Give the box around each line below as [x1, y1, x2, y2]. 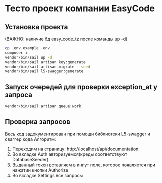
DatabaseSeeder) [12, 156, 49, 162]
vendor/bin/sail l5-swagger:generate [5, 69, 84, 74]
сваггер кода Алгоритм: [5, 136, 56, 142]
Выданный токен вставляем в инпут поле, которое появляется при [12, 162, 156, 168]
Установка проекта [5, 23, 68, 31]
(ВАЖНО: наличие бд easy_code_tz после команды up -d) [5, 36, 128, 42]
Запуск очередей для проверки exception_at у [5, 83, 158, 91]
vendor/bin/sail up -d [5, 55, 52, 60]
